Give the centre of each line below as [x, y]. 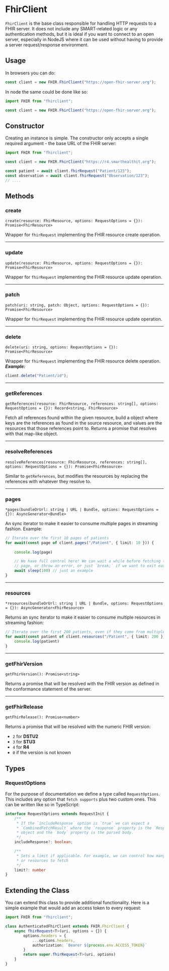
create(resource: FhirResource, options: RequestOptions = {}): [74, 221]
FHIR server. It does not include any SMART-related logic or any [71, 28]
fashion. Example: [24, 529]
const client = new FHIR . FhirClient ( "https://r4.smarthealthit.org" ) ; [81, 162]
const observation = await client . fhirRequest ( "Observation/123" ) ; [77, 175]
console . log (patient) [37, 641]
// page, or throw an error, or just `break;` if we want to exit [85, 566]
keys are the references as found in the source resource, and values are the [84, 423]
